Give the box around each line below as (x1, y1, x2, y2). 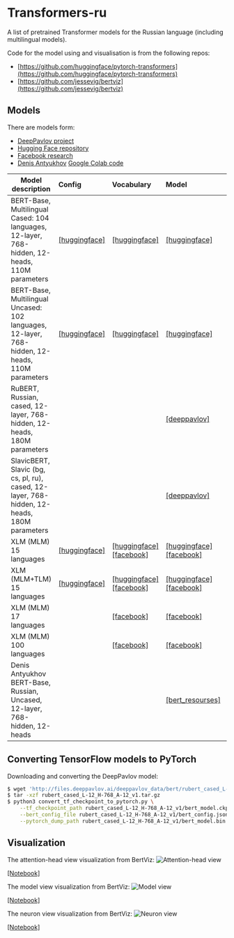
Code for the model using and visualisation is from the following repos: (7, 49, 210, 57)
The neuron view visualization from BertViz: (7, 909, 132, 918)
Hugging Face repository (17, 144, 89, 152)
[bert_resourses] (166, 694, 221, 704)
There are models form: (7, 123, 75, 132)
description (11, 184, 51, 193)
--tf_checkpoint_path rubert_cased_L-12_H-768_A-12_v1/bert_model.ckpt (19, 805, 232, 812)
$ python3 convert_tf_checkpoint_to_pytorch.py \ (7, 798, 155, 805)
